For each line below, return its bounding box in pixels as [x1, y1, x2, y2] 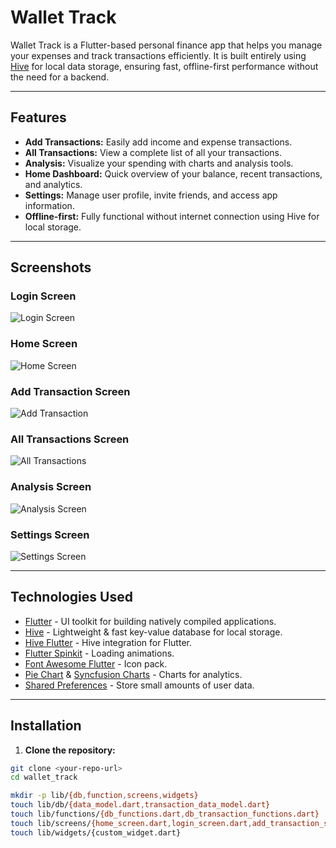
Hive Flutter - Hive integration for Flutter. [24, 636, 192, 648]
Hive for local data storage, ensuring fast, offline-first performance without [10, 60, 319, 72]
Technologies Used [10, 589, 133, 606]
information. [24, 199, 75, 211]
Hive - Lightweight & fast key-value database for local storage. [24, 626, 283, 638]
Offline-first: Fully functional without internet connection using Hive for [24, 210, 320, 222]
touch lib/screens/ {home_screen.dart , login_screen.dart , [10, 818, 253, 828]
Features [10, 109, 67, 126]
